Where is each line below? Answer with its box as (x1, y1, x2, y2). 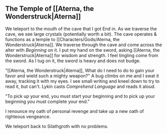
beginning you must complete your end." (5, 98, 90, 104)
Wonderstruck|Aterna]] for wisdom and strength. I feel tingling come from (5, 52, 158, 58)
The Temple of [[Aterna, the (5, 5, 94, 13)
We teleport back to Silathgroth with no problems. (5, 123, 108, 129)
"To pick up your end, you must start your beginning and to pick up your (5, 93, 155, 99)
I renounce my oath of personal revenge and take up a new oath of (5, 108, 144, 114)
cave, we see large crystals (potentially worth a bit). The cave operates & (5, 31, 157, 37)
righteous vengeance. (5, 113, 51, 119)
